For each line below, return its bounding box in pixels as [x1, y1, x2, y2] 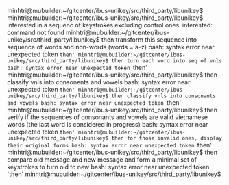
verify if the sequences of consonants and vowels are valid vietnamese [7, 113, 208, 121]
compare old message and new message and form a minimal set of [7, 156, 197, 164]
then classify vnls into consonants [111, 92, 216, 99]
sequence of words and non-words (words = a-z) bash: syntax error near [7, 43, 215, 51]
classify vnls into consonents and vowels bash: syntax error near [7, 78, 191, 86]
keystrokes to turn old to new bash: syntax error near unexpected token [7, 163, 210, 171]
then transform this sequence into [101, 36, 197, 44]
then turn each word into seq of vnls [111, 58, 223, 64]
